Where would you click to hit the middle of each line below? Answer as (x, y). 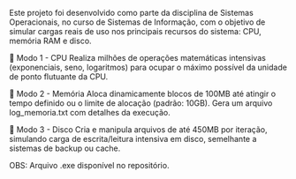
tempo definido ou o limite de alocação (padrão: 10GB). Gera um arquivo (141, 103)
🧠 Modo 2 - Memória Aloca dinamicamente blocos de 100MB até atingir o (143, 93)
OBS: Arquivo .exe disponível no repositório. (89, 165)
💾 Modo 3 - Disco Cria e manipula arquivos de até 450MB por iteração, (138, 130)
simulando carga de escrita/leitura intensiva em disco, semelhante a (133, 139)
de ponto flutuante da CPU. (59, 77)
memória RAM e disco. (50, 41)
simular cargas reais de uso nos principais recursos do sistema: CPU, (136, 31)
